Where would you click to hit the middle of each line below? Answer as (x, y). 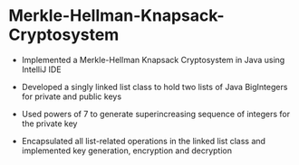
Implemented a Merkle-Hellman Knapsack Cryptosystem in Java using (153, 60)
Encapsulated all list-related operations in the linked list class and (144, 141)
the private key (49, 124)
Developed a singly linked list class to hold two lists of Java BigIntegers (154, 87)
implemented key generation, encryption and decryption (127, 151)
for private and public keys (72, 96)
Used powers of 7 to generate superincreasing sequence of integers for (156, 114)
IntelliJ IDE (41, 69)
